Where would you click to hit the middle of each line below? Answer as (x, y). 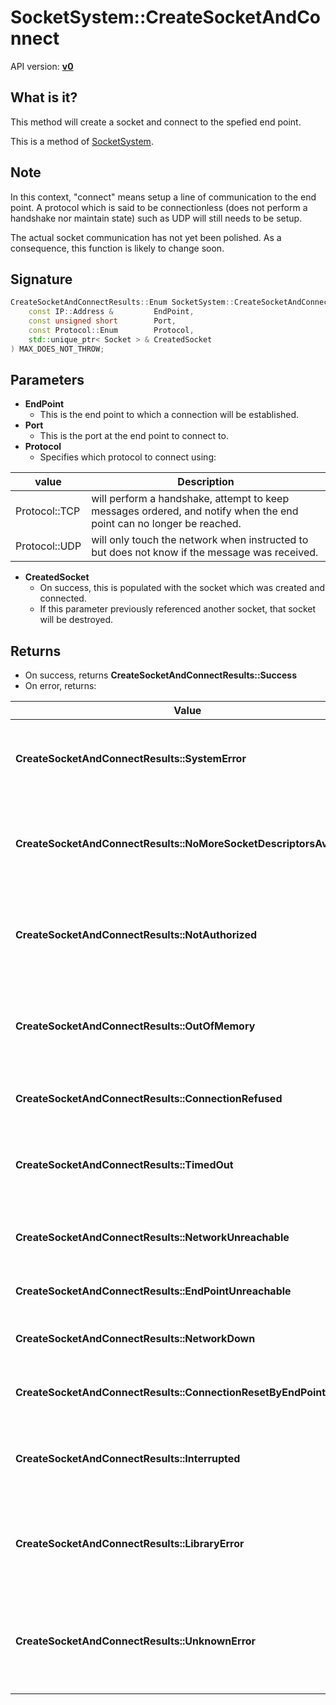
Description (206, 482)
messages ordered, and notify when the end (195, 511)
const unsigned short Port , (102, 321)
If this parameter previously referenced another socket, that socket (178, 609)
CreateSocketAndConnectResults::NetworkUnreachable (152, 1238)
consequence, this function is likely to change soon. (117, 248)
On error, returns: (60, 686)
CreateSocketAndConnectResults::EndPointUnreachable (153, 1291)
